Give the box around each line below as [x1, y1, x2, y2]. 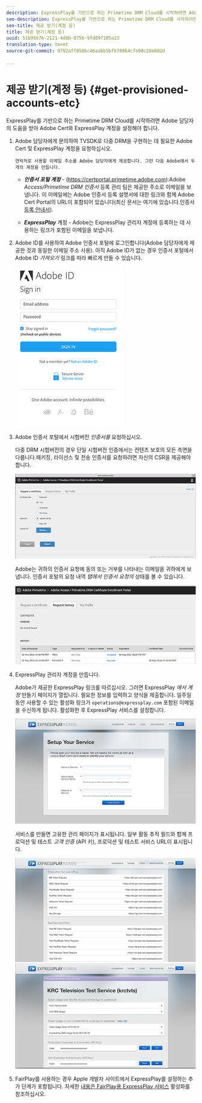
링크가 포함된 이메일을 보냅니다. [40, 226, 114, 234]
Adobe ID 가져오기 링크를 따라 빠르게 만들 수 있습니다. [14, 254, 142, 261]
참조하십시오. [14, 1090, 46, 1098]
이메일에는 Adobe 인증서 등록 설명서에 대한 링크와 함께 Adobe [47, 191, 194, 198]
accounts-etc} [6, 96, 81, 110]
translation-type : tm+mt [6, 42, 69, 48]
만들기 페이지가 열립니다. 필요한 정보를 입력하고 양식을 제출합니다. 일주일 [21, 691, 192, 698]
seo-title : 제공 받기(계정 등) [6, 22, 76, 28]
